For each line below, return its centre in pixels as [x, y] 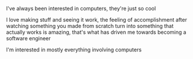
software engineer [29, 38]
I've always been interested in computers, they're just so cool [81, 8]
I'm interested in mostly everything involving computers [74, 50]
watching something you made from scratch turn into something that [90, 26]
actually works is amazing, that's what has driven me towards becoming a [96, 32]
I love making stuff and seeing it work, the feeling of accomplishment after [97, 20]
